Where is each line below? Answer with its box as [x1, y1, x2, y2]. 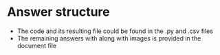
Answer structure [7, 4, 110, 20]
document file [16, 41, 57, 49]
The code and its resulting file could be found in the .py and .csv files [16, 27, 213, 35]
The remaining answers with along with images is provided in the [16, 34, 201, 42]
